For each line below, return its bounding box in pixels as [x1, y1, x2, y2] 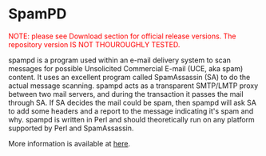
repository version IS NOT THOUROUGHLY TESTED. [8, 39, 181, 49]
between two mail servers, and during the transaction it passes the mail [8, 89, 244, 98]
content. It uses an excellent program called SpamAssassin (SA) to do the [8, 72, 251, 82]
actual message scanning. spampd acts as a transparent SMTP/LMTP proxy [8, 81, 258, 90]
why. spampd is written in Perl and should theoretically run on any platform [8, 114, 256, 124]
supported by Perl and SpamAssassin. [8, 123, 134, 133]
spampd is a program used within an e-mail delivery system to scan [8, 55, 232, 65]
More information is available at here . [8, 138, 131, 148]
